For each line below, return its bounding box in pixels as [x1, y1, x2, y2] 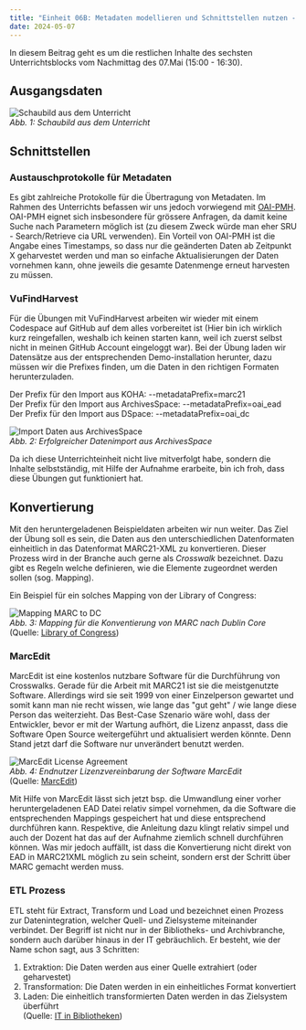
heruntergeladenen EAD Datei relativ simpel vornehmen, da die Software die [9, 803, 297, 814]
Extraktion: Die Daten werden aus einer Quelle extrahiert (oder [22, 961, 258, 972]
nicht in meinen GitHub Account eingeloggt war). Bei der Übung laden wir [9, 342, 286, 353]
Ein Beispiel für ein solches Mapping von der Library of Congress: [9, 590, 258, 601]
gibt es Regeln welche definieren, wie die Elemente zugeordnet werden [9, 563, 278, 574]
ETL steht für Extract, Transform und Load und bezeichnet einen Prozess [9, 905, 284, 916]
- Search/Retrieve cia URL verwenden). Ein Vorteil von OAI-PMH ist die [9, 230, 276, 241]
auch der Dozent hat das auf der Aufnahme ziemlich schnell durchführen [9, 833, 284, 844]
